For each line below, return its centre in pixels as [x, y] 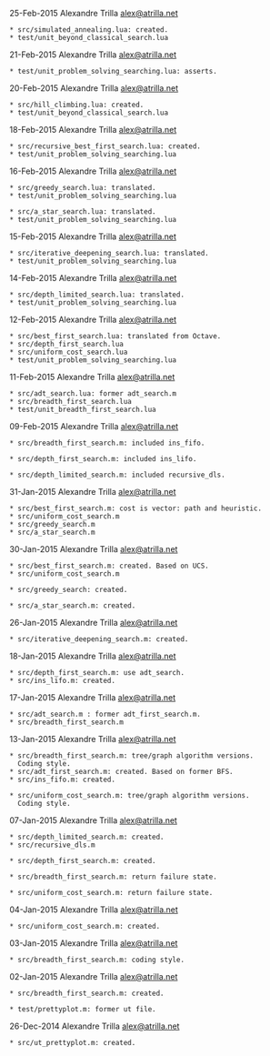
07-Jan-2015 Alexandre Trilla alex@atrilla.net [93, 820]
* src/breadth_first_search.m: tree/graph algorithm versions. [132, 756]
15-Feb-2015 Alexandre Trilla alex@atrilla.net [93, 236]
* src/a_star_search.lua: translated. [83, 212]
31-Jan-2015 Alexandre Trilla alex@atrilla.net [93, 492]
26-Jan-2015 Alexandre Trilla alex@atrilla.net [94, 623]
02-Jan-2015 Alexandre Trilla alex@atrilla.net [94, 976]
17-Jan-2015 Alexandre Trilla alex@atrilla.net [93, 698]
